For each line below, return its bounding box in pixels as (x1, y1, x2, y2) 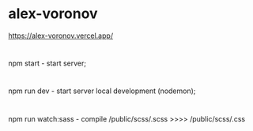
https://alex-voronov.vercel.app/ (8, 31, 113, 40)
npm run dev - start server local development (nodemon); (8, 86, 196, 95)
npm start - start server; (8, 58, 87, 68)
